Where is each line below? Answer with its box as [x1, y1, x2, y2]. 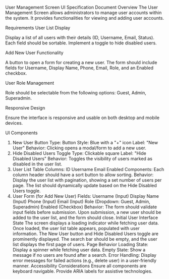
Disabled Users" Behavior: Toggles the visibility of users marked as [12, 156, 153, 161]
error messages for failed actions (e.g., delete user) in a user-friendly [12, 257, 157, 263]
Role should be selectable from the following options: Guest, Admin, [5, 90, 146, 95]
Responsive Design [5, 105, 45, 110]
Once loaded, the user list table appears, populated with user [12, 226, 140, 231]
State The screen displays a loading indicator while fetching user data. [12, 220, 159, 226]
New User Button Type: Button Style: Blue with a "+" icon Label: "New [12, 140, 158, 145]
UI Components [5, 130, 38, 136]
